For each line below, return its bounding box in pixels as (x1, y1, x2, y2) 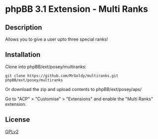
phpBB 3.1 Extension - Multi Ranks (5, 3, 149, 15)
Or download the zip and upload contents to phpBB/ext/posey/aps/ (5, 86, 142, 92)
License (5, 115, 30, 124)
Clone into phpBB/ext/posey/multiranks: (5, 63, 87, 70)
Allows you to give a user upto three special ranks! (5, 36, 108, 42)
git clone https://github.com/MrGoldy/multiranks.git (5, 73, 119, 78)
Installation (5, 50, 41, 59)
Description (5, 23, 42, 32)
